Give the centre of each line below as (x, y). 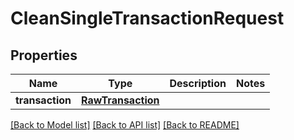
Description (198, 83)
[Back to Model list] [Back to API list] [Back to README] (125, 125)
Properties (44, 55)
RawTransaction (120, 100)
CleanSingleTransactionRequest (147, 18)
